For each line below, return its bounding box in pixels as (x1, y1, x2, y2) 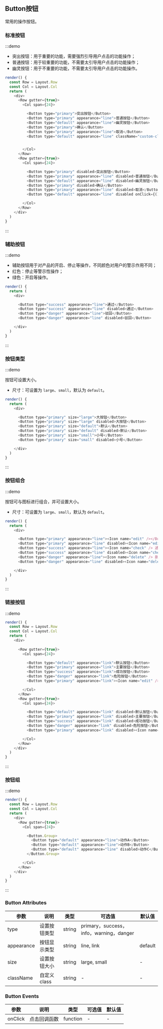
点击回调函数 (29, 1015, 59, 1022)
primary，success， (81, 922, 128, 929)
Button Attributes (5, 899, 47, 906)
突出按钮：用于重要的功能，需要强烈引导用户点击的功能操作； (12, 53, 136, 59)
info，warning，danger (81, 930, 134, 936)
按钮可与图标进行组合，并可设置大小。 (5, 499, 81, 505)
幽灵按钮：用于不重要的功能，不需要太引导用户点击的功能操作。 (12, 65, 140, 72)
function (63, 1015, 82, 1022)
